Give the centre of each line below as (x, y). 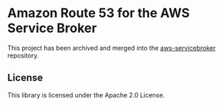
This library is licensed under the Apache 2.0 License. (86, 95)
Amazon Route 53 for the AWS (99, 13)
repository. (23, 55)
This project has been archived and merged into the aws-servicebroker (111, 48)
